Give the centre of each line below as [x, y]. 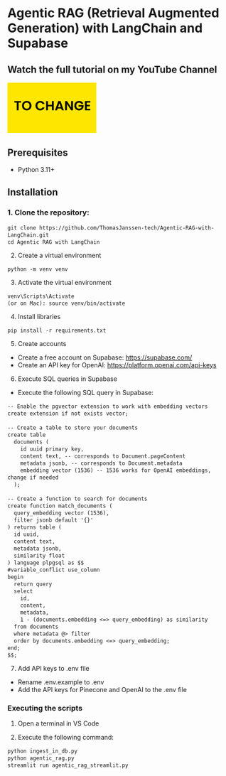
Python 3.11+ [36, 170]
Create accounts [42, 344]
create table [27, 435]
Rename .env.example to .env [61, 682]
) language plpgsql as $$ [45, 563]
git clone [22, 228]
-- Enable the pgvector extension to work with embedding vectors [108, 406]
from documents [36, 627]
